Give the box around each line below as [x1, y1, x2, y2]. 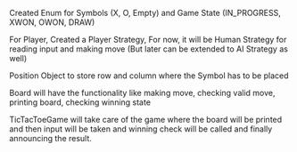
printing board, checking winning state [9, 97, 152, 108]
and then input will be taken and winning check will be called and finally [9, 124, 273, 134]
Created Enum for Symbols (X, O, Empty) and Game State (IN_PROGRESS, [9, 8, 281, 18]
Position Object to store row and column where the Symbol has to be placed [9, 70, 289, 81]
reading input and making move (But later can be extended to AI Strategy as [9, 44, 288, 54]
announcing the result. [9, 133, 92, 143]
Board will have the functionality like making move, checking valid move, [9, 88, 276, 98]
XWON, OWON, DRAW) [9, 17, 95, 28]
